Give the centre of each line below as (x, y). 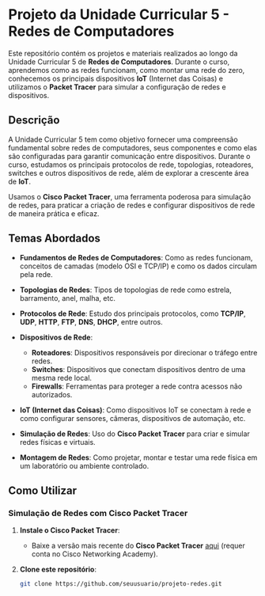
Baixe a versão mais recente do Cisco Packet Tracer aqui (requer (138, 546)
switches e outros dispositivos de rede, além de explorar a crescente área (129, 173)
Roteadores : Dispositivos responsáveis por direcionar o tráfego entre (144, 352)
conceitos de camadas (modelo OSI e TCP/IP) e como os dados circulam (138, 266)
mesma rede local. (62, 378)
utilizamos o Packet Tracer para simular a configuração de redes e (117, 87)
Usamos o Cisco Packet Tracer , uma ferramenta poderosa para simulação (130, 196)
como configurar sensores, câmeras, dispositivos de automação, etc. (132, 418)
